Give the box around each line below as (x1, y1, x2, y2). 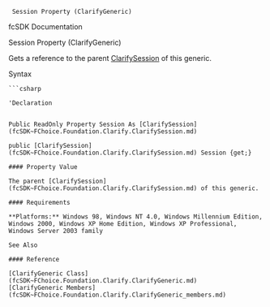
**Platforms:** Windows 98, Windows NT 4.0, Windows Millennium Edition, (8, 213, 264, 221)
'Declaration (8, 99, 53, 107)
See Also (8, 241, 38, 249)
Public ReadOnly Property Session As (8, 120, 136, 128)
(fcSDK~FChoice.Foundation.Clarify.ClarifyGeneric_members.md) (8, 291, 227, 299)
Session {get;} (200, 149, 252, 157)
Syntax (8, 69, 32, 79)
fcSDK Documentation (8, 22, 83, 32)
